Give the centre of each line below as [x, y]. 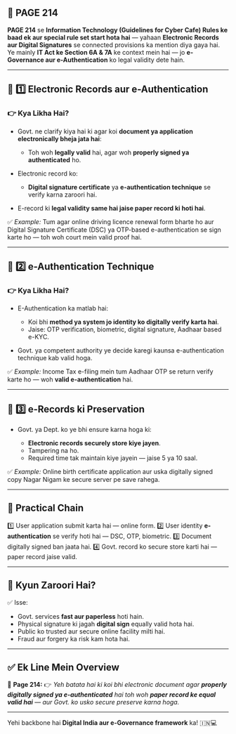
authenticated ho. [54, 159]
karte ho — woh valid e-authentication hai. [70, 379]
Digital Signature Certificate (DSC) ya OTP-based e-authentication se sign [114, 230]
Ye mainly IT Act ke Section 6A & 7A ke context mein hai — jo [96, 52]
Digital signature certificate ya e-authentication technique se [119, 187]
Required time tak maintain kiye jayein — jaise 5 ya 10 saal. [113, 458]
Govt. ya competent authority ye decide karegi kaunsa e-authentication [121, 350]
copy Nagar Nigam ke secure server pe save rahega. [84, 479]
